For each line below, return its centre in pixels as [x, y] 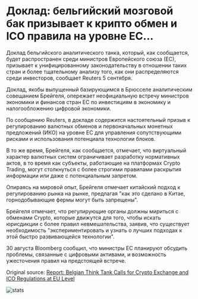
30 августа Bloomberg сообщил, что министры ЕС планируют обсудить [97, 248]
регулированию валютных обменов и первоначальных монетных [90, 126]
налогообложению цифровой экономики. [59, 108]
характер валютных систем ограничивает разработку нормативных [93, 156]
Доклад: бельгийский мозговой [90, 11]
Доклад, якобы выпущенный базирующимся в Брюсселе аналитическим [99, 89]
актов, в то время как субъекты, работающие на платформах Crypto [93, 163]
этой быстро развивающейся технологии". [60, 237]
